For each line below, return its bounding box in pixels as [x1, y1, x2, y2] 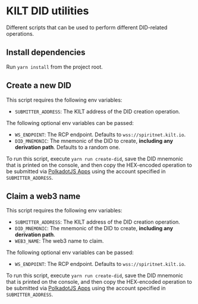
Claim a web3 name [6, 191, 81, 201]
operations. [6, 30, 34, 37]
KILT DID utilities [6, 4, 89, 18]
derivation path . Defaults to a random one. [14, 143, 121, 151]
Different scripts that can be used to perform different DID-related [6, 24, 168, 31]
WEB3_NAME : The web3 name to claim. [14, 237, 104, 245]
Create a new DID [6, 80, 71, 90]
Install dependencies [6, 48, 86, 58]
